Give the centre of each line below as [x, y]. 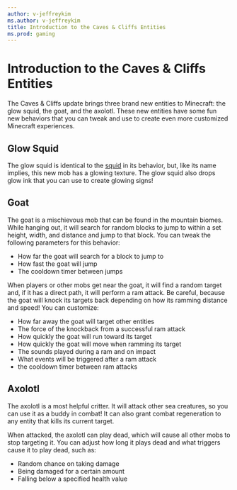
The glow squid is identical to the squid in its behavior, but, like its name [112, 165]
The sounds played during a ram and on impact [86, 351]
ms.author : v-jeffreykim [44, 21]
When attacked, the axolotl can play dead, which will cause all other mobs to [119, 435]
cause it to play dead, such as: [52, 450]
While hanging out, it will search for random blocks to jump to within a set [114, 227]
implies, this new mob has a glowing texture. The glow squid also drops [111, 173]
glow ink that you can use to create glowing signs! [80, 180]
